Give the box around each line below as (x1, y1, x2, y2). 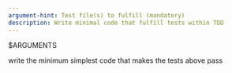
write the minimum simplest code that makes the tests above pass (8, 56, 223, 65)
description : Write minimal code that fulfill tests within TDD (8, 19, 224, 27)
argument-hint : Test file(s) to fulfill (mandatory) (8, 11, 185, 20)
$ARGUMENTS (8, 40, 58, 49)
